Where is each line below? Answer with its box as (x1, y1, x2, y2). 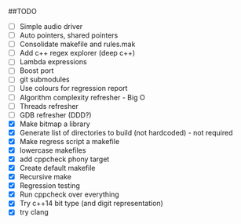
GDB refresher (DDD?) (19, 110, 92, 120)
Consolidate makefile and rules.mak (19, 39, 136, 49)
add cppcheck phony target (19, 154, 110, 164)
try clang (19, 208, 49, 217)
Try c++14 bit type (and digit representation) (19, 199, 163, 208)
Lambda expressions (19, 57, 88, 67)
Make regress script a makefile (19, 136, 120, 146)
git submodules (19, 74, 70, 85)
